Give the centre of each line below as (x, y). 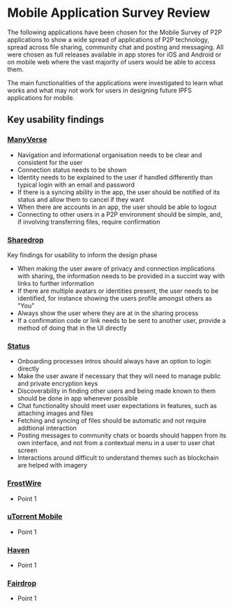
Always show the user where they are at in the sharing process (108, 313)
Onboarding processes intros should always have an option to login (114, 361)
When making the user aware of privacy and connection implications (116, 268)
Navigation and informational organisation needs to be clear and (110, 154)
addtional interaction (47, 428)
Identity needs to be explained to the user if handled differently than (115, 177)
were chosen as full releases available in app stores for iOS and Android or (114, 55)
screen (27, 450)
